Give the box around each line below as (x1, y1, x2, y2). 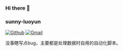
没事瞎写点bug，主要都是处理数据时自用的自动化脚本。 (5, 40, 121, 46)
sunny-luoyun (5, 18, 41, 25)
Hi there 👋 (5, 5, 31, 12)
